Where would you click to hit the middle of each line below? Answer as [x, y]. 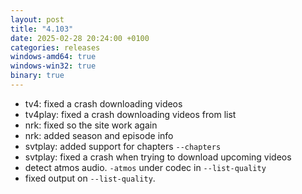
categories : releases [55, 47]
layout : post [37, 19]
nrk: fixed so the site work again [91, 125]
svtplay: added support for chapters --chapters [123, 146]
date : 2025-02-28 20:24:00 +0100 [80, 38]
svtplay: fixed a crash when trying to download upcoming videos [158, 157]
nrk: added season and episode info [99, 135]
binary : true [37, 76]
